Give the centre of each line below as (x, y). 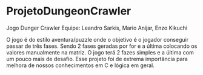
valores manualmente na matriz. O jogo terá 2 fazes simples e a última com (100, 52)
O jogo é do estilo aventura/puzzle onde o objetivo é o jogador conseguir (98, 39)
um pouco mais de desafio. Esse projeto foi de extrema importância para (97, 59)
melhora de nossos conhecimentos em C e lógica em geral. (80, 65)
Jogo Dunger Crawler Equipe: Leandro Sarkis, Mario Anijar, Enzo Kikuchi (97, 28)
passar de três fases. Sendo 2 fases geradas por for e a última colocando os (102, 46)
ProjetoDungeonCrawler (69, 11)
